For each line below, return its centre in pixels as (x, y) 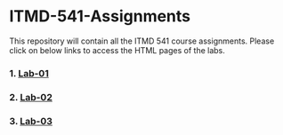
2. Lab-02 (31, 97)
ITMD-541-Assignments (100, 16)
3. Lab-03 (31, 121)
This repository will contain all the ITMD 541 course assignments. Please (142, 41)
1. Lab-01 (29, 73)
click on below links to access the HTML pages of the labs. (117, 50)
